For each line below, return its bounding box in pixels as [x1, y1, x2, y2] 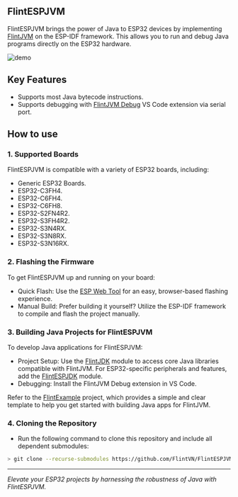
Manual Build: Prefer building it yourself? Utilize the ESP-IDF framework [17, 302, 227, 310]
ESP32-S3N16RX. [17, 239, 69, 248]
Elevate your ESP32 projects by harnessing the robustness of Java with [7, 475, 217, 484]
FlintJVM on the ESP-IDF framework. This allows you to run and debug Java [7, 32, 229, 40]
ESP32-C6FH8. [17, 202, 62, 210]
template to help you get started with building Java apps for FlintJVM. [7, 400, 211, 409]
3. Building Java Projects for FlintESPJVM [7, 327, 153, 337]
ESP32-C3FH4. [17, 187, 62, 195]
